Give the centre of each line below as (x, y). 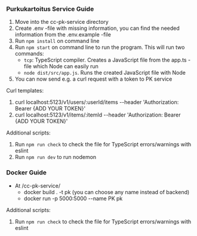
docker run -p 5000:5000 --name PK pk (73, 198)
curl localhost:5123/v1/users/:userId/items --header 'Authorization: (97, 102)
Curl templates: (25, 91)
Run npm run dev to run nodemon (56, 157)
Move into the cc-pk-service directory (61, 22)
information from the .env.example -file (63, 35)
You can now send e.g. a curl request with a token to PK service (93, 79)
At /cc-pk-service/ (38, 186)
